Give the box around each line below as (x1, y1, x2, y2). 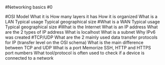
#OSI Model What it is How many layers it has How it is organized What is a (5, 14, 158, 19)
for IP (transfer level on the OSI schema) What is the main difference (5, 40, 144, 45)
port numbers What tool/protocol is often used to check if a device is (5, 50, 145, 56)
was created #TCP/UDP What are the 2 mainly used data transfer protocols (5, 34, 158, 40)
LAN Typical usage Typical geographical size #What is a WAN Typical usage (5, 19, 160, 24)
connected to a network (5, 55, 54, 61)
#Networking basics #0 (5, 4, 53, 10)
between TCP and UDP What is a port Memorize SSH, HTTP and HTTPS (5, 45, 151, 50)
